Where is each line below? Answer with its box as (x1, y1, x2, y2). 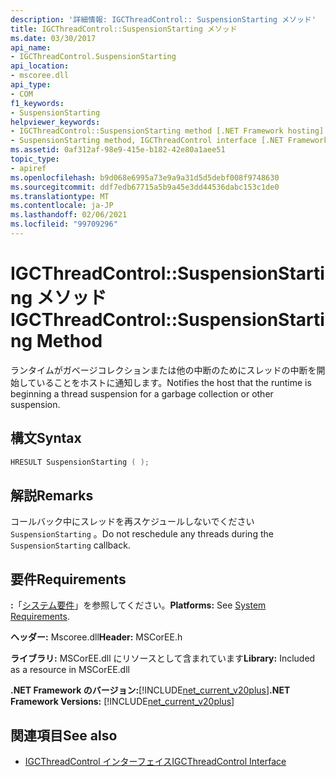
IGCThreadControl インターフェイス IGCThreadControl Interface (24, 755, 287, 767)
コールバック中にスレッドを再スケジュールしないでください (10, 516, 255, 528)
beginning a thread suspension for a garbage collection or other (10, 387, 274, 400)
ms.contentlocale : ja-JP (10, 201, 114, 211)
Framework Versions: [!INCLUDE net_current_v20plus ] (10, 696, 235, 708)
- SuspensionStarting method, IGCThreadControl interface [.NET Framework (10, 136, 329, 146)
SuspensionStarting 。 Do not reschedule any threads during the (10, 528, 274, 540)
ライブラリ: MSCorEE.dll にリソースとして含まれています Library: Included (10, 652, 316, 665)
